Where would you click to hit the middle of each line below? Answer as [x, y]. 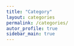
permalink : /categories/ [37, 23]
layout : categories [31, 17]
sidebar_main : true [31, 34]
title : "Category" [29, 12]
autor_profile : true [32, 28]
